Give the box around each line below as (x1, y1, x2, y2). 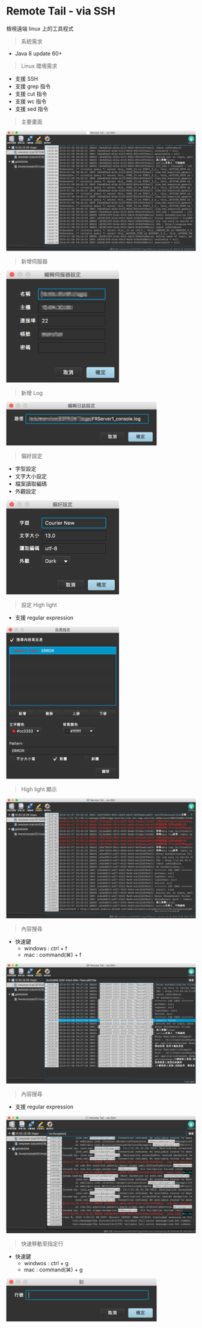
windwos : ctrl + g (23, 1259, 69, 1266)
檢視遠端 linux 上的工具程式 (6, 25, 74, 32)
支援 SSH (14, 75, 38, 82)
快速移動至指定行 (20, 1240, 64, 1247)
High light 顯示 (20, 786, 57, 793)
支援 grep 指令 (14, 83, 51, 90)
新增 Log (20, 389, 43, 396)
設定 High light (20, 602, 57, 609)
